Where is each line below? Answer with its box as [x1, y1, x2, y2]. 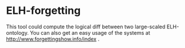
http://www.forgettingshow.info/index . [6, 35, 100, 42]
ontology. [6, 29, 29, 36]
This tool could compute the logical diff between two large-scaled [6, 23, 166, 30]
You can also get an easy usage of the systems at [30, 29, 150, 36]
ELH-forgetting [6, 4, 81, 17]
